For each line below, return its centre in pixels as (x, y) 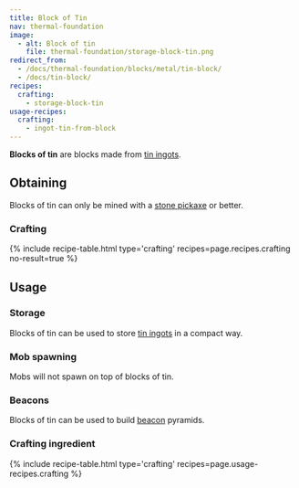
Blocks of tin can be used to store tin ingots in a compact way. (126, 333)
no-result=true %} (44, 259)
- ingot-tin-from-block (71, 129)
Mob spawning (43, 356)
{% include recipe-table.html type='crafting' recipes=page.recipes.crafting (150, 249)
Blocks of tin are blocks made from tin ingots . (95, 154)
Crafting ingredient (52, 444)
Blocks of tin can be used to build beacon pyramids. (107, 420)
